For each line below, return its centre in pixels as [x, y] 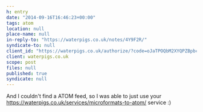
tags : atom [20, 23]
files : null [21, 68]
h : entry [17, 12]
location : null [25, 29]
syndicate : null [27, 79]
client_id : [20, 51]
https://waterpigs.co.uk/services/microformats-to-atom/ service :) [89, 102]
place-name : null [28, 34]
